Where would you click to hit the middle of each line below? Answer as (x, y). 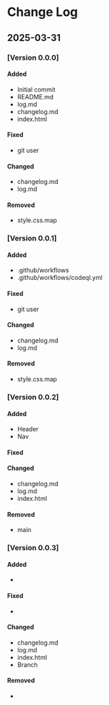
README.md (35, 97)
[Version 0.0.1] (32, 238)
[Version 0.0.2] (33, 397)
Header (28, 429)
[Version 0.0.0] (33, 58)
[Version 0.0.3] (33, 548)
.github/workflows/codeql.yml (60, 278)
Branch (27, 665)
